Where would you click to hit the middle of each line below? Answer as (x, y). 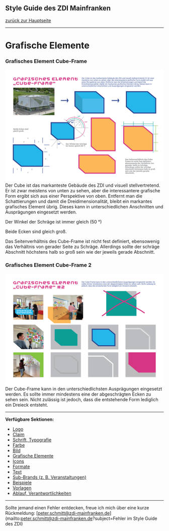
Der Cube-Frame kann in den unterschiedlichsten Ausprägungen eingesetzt (84, 389)
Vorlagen (22, 488)
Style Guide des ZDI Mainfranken (58, 8)
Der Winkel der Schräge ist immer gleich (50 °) (54, 221)
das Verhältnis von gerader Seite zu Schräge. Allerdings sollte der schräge (82, 247)
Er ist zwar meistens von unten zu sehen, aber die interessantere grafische (83, 190)
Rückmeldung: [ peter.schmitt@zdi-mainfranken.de (58, 513)
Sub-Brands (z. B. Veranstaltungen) (49, 477)
